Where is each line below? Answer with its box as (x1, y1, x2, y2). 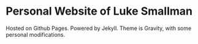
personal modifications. (6, 31, 66, 38)
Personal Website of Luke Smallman (6, 4, 192, 18)
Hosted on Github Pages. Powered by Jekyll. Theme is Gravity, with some (6, 24, 192, 32)
